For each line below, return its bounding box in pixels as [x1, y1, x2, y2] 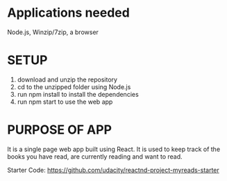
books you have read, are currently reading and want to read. [7, 152, 183, 161]
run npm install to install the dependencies [17, 90, 139, 98]
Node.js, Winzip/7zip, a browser [7, 28, 99, 36]
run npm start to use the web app [17, 97, 113, 106]
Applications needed [7, 5, 130, 21]
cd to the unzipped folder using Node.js [17, 82, 131, 91]
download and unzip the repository [17, 75, 118, 84]
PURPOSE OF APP [7, 122, 112, 138]
